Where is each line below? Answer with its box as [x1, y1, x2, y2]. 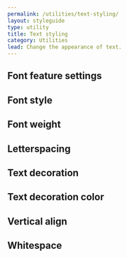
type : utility [7, 24, 50, 31]
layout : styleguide [7, 17, 65, 24]
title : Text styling [7, 30, 69, 38]
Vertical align [7, 215, 67, 227]
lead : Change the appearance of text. [7, 43, 122, 51]
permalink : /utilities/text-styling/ [7, 10, 119, 18]
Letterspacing [7, 143, 71, 155]
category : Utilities [7, 37, 69, 44]
